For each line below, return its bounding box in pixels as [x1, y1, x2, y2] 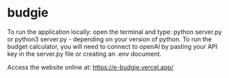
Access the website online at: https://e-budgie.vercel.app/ [7, 63, 174, 71]
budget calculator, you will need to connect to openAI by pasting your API [7, 42, 218, 50]
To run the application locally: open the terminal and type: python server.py [7, 28, 222, 36]
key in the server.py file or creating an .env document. [7, 50, 162, 58]
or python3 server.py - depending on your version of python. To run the [7, 35, 212, 43]
